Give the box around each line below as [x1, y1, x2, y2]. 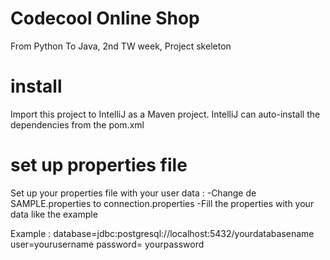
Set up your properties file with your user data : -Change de [10, 187, 257, 199]
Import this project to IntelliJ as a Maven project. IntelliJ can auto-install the [10, 108, 321, 120]
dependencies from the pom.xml [10, 118, 145, 131]
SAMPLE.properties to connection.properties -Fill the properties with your [10, 197, 315, 209]
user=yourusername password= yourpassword [10, 238, 205, 250]
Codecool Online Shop [10, 7, 200, 30]
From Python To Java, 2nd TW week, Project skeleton [10, 40, 232, 52]
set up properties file [10, 154, 188, 177]
